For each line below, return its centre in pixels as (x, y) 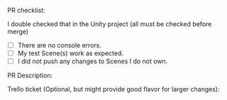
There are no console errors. (59, 45)
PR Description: (30, 76)
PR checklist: (26, 10)
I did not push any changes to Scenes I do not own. (93, 61)
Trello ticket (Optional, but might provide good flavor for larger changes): (113, 89)
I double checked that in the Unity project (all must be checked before (110, 24)
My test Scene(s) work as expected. (71, 53)
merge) (18, 32)
